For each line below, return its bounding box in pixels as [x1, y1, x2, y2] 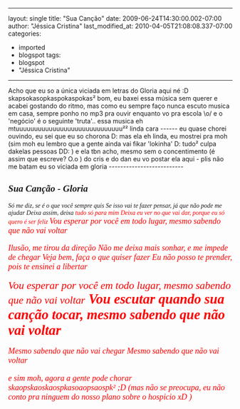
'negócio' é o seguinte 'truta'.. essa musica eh [8, 117, 143, 125]
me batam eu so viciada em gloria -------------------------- [8, 162, 184, 171]
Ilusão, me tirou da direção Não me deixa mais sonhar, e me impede [8, 243, 229, 253]
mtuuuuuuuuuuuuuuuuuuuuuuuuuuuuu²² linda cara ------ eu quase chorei [8, 124, 227, 133]
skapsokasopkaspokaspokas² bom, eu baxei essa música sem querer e [8, 94, 218, 102]
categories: [8, 29, 41, 38]
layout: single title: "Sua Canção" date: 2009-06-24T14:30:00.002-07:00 [8, 14, 222, 22]
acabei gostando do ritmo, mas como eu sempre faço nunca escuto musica [8, 101, 230, 110]
